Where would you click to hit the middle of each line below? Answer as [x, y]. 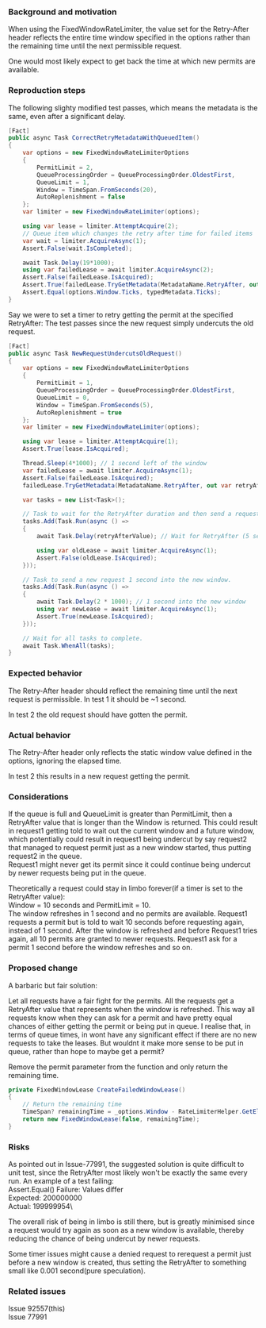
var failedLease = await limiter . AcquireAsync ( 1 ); [108, 471]
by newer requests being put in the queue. [77, 873]
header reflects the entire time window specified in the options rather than [129, 37]
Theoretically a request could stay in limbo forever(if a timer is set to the [125, 888]
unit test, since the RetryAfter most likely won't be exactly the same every [128, 1172]
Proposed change [43, 968]
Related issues [37, 1291]
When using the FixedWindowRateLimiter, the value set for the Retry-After [129, 29]
